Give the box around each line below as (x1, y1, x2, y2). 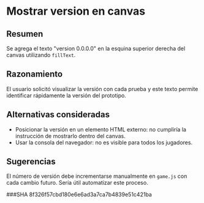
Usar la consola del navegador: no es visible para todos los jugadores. (15, 139, 193, 146)
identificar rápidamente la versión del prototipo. (6, 92, 127, 99)
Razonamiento (6, 69, 63, 79)
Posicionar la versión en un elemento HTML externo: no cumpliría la (15, 125, 187, 133)
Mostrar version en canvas (6, 4, 146, 18)
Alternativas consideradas (6, 109, 110, 120)
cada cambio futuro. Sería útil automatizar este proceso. (6, 179, 148, 186)
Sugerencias (6, 157, 56, 167)
